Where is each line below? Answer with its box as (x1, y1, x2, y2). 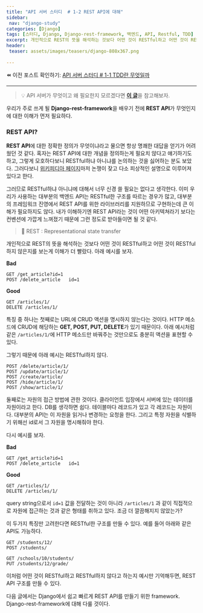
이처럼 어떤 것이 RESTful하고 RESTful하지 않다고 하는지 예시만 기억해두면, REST (6, 572, 196, 579)
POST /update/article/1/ (6, 369, 69, 375)
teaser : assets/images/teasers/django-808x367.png (8, 48, 139, 54)
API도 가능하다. (6, 527, 42, 534)
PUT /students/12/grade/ (6, 560, 69, 566)
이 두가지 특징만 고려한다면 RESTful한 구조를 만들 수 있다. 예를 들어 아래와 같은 (6, 520, 192, 527)
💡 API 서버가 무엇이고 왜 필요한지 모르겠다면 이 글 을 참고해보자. (21, 91, 170, 99)
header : (6, 43, 26, 49)
